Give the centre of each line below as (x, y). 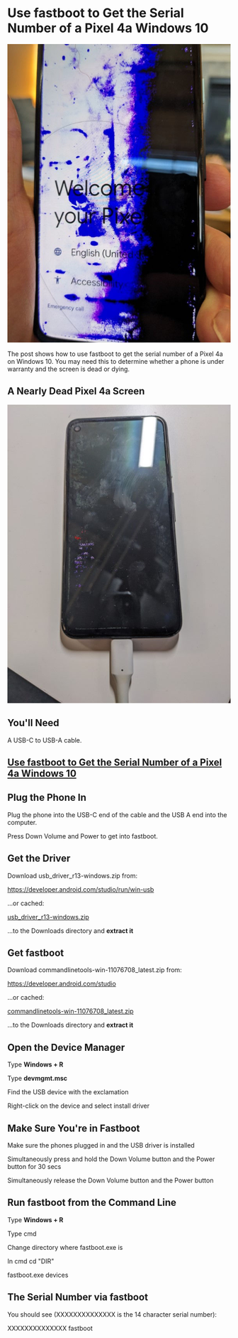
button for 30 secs (34, 1167)
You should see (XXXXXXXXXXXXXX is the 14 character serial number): (112, 1314)
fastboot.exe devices (38, 1275)
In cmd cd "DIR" (31, 1261)
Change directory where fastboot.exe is (65, 1247)
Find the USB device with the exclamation (68, 1092)
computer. (22, 822)
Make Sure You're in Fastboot (74, 1128)
